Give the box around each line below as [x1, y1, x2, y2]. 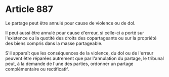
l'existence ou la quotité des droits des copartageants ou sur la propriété [5, 35, 157, 41]
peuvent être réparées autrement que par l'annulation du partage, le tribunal [5, 55, 164, 61]
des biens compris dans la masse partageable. [5, 40, 103, 46]
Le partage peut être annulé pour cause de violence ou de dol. [5, 20, 136, 26]
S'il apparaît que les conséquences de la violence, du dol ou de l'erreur [5, 50, 154, 56]
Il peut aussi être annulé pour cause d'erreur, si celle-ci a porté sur [5, 29, 144, 35]
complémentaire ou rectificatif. [5, 66, 69, 72]
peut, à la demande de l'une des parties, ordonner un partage [5, 60, 134, 66]
